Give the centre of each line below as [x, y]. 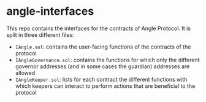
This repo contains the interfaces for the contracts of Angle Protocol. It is [99, 28]
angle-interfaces [50, 11]
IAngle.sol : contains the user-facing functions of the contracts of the [103, 47]
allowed [25, 73]
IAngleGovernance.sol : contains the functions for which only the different [107, 60]
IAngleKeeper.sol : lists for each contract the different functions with [101, 79]
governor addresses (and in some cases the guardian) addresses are [102, 66]
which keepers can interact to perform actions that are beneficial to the [105, 86]
